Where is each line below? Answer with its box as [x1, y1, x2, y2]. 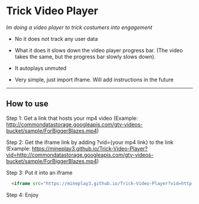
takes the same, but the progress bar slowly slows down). [14, 53, 156, 60]
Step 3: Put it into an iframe [6, 169, 73, 176]
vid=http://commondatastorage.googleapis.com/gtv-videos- [6, 151, 154, 158]
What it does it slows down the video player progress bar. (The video [14, 46, 183, 54]
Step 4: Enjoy [6, 191, 39, 198]
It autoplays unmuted [14, 64, 67, 72]
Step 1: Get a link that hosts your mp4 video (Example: [6, 114, 138, 122]
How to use [6, 99, 49, 109]
